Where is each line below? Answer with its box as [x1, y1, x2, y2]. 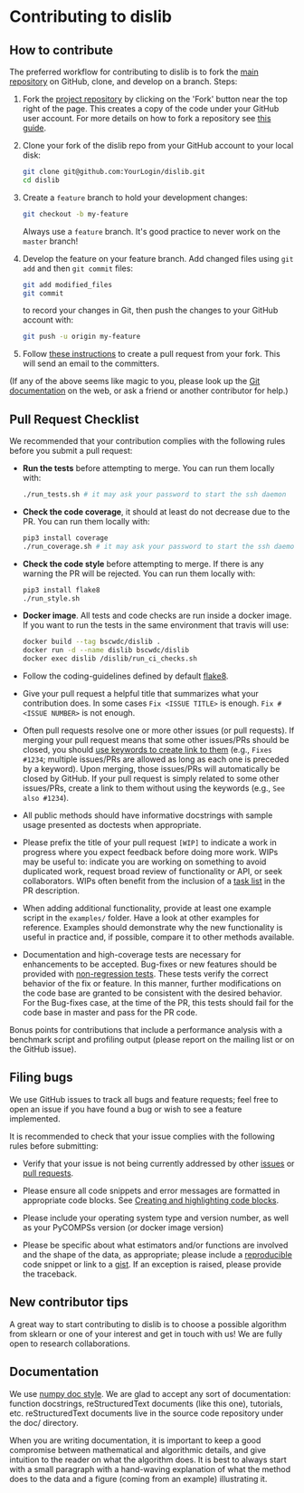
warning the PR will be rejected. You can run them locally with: [22, 568, 256, 579]
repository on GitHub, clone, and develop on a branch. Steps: [9, 76, 238, 87]
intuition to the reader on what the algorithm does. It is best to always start [9, 1454, 287, 1465]
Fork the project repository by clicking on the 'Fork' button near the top [22, 93, 288, 104]
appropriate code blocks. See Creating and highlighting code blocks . [22, 1194, 280, 1206]
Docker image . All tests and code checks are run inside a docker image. [22, 610, 292, 621]
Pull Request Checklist [9, 411, 139, 427]
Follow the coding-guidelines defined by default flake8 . [22, 670, 229, 681]
